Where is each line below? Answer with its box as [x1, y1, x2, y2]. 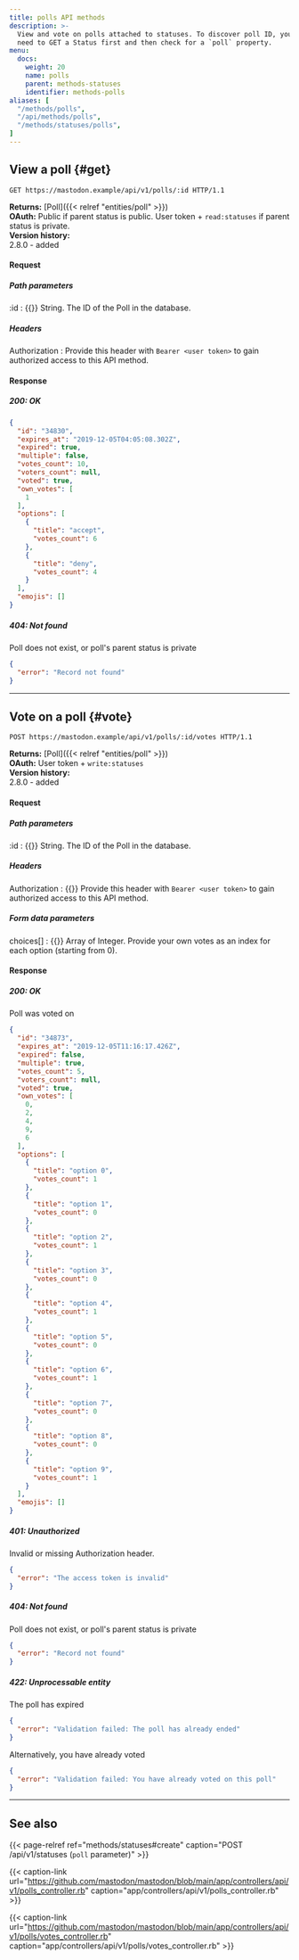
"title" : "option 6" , [32, 1365, 114, 1374]
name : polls [25, 71, 69, 80]
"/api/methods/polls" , [17, 112, 101, 121]
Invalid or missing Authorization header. [9, 1548, 155, 1559]
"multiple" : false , [17, 451, 90, 460]
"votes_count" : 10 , [17, 460, 90, 469]
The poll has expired [9, 1700, 85, 1710]
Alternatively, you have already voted [9, 1749, 145, 1759]
